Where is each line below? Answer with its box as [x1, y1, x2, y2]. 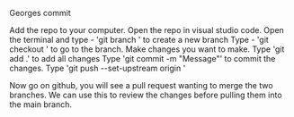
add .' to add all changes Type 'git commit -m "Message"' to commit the [9, 54, 276, 63]
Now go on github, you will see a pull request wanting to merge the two [9, 80, 273, 90]
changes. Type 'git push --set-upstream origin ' [9, 63, 186, 73]
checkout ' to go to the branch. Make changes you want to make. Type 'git [9, 44, 285, 54]
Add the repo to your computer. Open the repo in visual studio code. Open [9, 25, 285, 35]
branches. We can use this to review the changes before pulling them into [9, 89, 282, 100]
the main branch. [9, 99, 72, 110]
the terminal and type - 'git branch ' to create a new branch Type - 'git [9, 35, 270, 45]
